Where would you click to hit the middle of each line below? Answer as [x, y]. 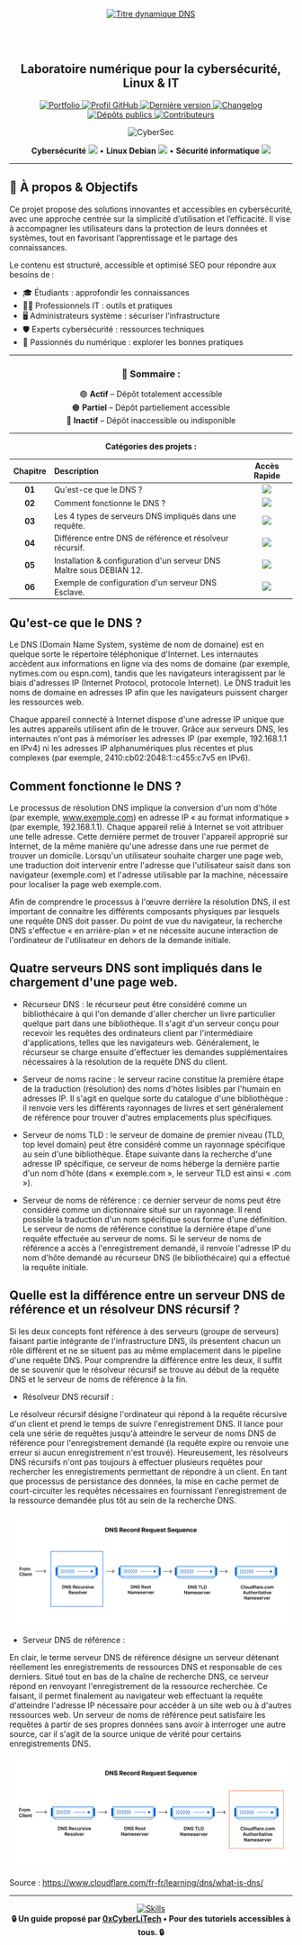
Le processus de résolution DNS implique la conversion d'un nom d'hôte [143, 808]
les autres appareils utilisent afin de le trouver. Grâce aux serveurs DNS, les [149, 729]
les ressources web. [47, 702]
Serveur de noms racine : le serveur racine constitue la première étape [153, 1079]
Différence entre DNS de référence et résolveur [141, 538]
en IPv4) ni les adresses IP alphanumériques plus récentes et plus [131, 749]
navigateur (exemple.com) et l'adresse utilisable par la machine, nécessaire [149, 875]
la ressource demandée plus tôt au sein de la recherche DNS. [123, 1500]
